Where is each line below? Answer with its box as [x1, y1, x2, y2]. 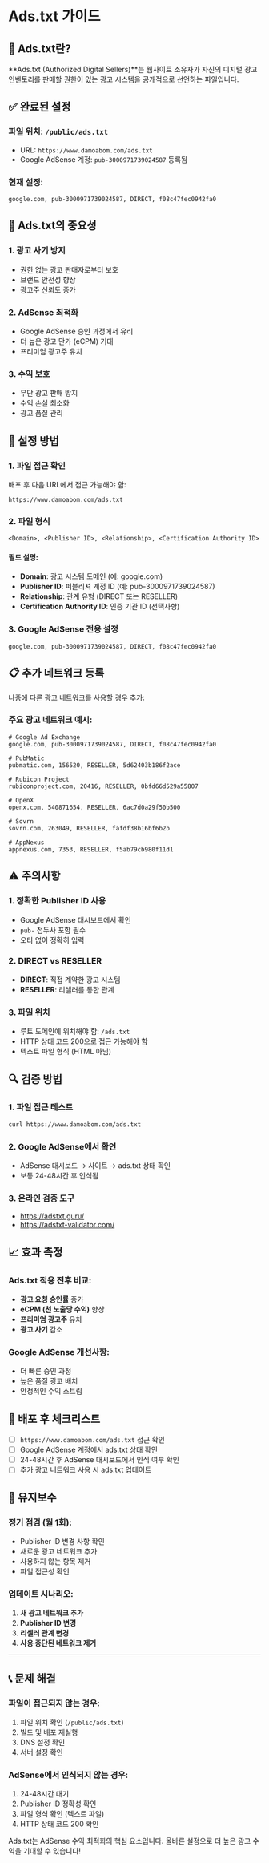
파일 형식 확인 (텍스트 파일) [19, 1809, 105, 1819]
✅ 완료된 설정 [8, 100, 71, 114]
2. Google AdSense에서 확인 [8, 1141, 117, 1152]
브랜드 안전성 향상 [19, 274, 76, 285]
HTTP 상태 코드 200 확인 [19, 1819, 99, 1829]
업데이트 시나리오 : [8, 1588, 74, 1599]
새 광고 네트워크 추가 [19, 1608, 84, 1618]
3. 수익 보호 [8, 368, 50, 379]
